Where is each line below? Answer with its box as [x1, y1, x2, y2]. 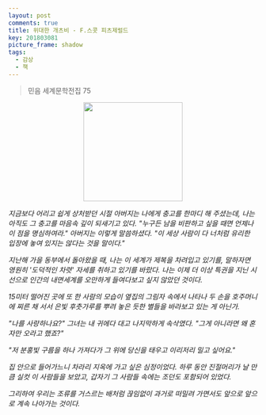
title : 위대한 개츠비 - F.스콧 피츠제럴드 [8, 26, 129, 34]
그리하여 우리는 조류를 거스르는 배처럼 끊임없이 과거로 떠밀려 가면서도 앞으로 [8, 389, 243, 398]
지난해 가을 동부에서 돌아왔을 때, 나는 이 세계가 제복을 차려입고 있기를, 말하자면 [8, 255, 251, 265]
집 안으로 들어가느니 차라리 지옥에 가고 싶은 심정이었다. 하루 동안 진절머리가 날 [8, 362, 249, 371]
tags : [8, 48, 26, 56]
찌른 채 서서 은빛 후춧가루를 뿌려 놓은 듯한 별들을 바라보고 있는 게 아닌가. [16, 302, 240, 311]
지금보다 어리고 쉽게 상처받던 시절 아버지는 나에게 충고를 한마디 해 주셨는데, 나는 [8, 208, 256, 218]
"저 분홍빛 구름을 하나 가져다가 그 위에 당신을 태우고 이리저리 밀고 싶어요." [8, 345, 236, 355]
